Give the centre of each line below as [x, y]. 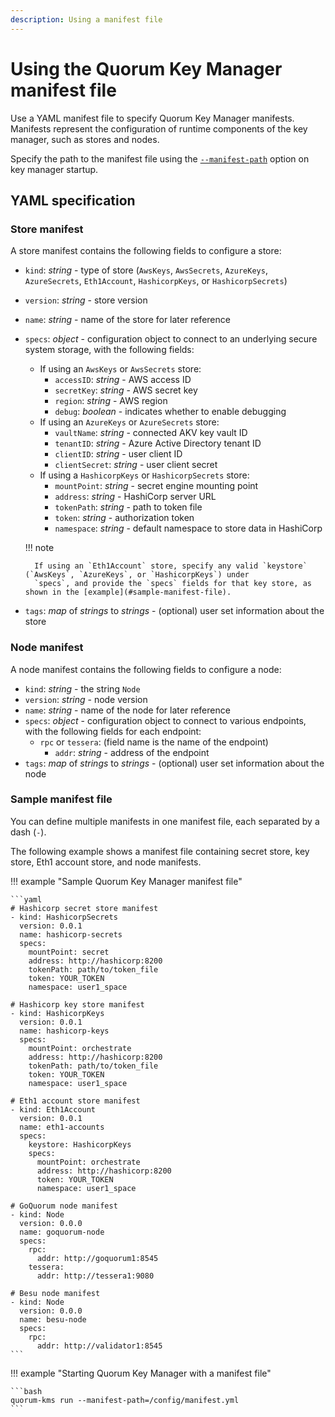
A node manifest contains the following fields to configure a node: [146, 669]
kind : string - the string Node [82, 688]
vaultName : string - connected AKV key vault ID [151, 433]
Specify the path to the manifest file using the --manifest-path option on [160, 158]
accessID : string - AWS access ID [123, 380]
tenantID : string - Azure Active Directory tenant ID [158, 443]
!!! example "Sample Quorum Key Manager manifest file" [126, 881]
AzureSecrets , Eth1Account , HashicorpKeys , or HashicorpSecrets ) [156, 281]
